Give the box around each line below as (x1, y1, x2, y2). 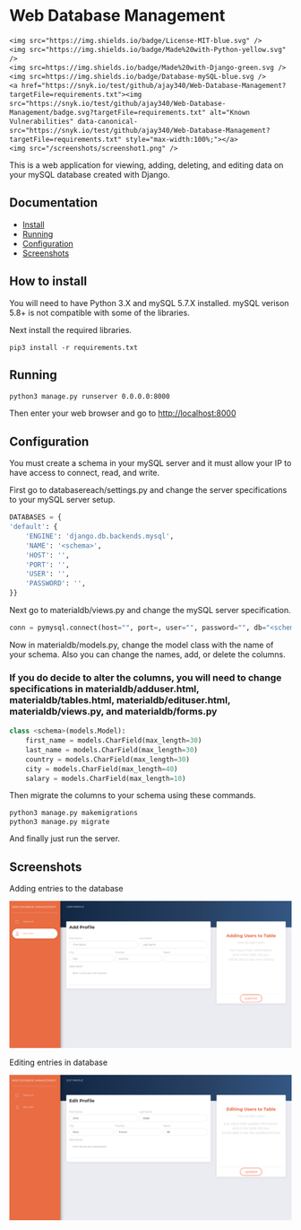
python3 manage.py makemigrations (9, 809, 139, 818)
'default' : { (9, 523, 58, 532)
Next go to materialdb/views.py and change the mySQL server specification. (9, 605, 291, 616)
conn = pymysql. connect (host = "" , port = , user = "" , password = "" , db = (9, 623, 267, 633)
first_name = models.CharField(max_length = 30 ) (25, 736, 202, 745)
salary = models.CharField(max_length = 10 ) (25, 774, 186, 783)
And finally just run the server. (9, 833, 121, 844)
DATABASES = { (9, 513, 63, 522)
